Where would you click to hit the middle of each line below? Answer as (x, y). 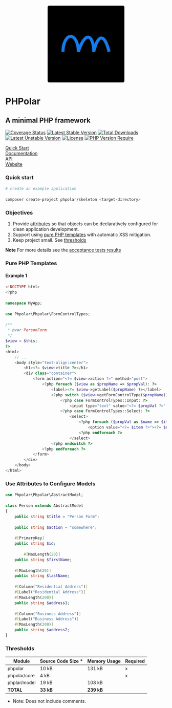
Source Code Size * (62, 661)
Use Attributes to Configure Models (50, 483)
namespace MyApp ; (24, 303)
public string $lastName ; (42, 576)
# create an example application (41, 189)
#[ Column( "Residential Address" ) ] (51, 587)
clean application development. (46, 229)
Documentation (21, 153)
